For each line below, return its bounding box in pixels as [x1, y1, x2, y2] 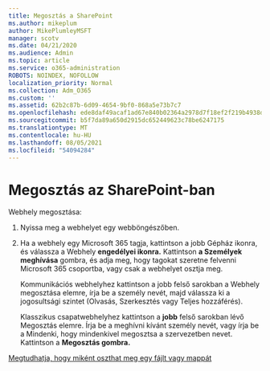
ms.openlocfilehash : [8, 109, 78, 117]
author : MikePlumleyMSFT [8, 26, 92, 35]
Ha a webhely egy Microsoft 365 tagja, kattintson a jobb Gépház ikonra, [19, 238, 258, 248]
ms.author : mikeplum [8, 19, 78, 27]
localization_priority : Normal [8, 79, 113, 87]
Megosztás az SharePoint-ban [8, 181, 215, 199]
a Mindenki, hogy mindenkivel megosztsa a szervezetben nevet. [19, 329, 233, 339]
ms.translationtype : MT [8, 124, 88, 132]
